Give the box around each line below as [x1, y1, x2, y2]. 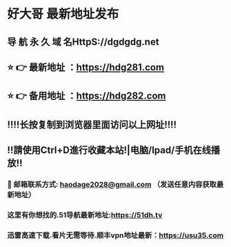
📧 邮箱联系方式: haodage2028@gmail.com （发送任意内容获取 [7, 180, 217, 190]
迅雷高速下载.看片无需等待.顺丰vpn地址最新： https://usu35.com [7, 230, 224, 240]
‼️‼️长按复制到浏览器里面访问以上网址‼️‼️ [7, 119, 177, 130]
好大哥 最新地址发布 [7, 6, 119, 22]
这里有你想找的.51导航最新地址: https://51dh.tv [7, 210, 163, 219]
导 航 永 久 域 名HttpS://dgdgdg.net [7, 36, 160, 48]
